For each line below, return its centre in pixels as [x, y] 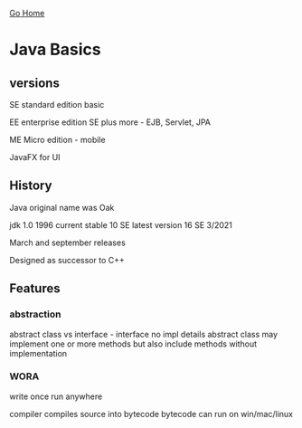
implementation [38, 353]
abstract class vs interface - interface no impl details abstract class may [144, 334]
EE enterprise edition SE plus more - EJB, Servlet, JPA [110, 122]
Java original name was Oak [62, 207]
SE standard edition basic [57, 105]
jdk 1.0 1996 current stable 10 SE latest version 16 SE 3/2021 [121, 224]
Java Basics [55, 50]
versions [35, 83]
